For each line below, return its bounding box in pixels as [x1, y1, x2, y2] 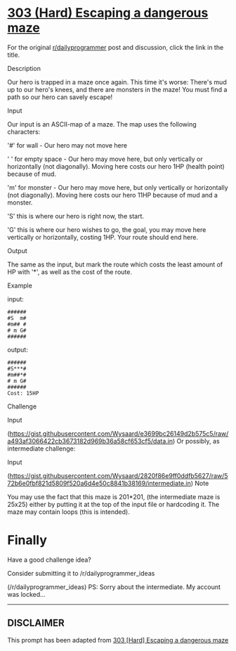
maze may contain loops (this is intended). [7, 508, 130, 516]
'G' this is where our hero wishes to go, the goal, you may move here [7, 225, 206, 233]
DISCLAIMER [7, 617, 65, 629]
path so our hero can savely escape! [7, 93, 113, 101]
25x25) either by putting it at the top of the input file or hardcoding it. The [7, 500, 220, 508]
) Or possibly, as [172, 437, 220, 445]
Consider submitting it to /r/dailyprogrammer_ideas [7, 569, 155, 577]
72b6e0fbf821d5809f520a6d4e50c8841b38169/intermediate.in [7, 479, 191, 487]
